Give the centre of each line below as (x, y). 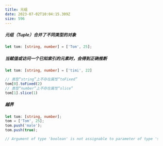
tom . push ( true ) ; (21, 130)
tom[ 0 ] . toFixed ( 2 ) (24, 84)
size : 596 (15, 18)
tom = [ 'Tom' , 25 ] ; (25, 121)
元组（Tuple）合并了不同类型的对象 (41, 35)
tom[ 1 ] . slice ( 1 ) (21, 93)
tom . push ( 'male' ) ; (24, 126)
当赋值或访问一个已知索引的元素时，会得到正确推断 (56, 58)
